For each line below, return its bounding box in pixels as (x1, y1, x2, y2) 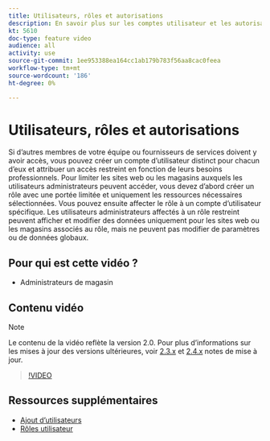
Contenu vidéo (8, 301, 84, 315)
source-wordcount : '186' (8, 72, 92, 80)
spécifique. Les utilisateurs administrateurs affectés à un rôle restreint (8, 207, 239, 217)
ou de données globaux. (8, 233, 89, 242)
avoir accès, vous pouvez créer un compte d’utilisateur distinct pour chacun (8, 156, 260, 166)
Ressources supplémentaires (8, 394, 158, 407)
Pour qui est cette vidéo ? (8, 256, 138, 270)
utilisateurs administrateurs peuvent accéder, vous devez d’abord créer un (8, 182, 255, 192)
